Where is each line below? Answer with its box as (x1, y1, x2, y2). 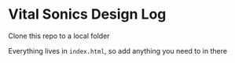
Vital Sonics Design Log (8, 5, 167, 23)
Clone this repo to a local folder (8, 31, 110, 40)
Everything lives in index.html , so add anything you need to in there (8, 46, 228, 55)
